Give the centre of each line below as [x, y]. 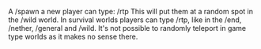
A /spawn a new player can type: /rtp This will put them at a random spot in [130, 11]
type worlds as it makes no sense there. [73, 36]
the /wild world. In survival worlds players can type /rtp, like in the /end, [125, 20]
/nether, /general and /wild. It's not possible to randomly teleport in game [127, 28]
